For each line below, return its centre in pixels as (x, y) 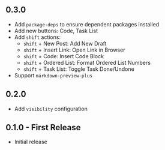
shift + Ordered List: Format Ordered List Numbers (87, 62)
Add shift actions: (37, 37)
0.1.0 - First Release (43, 127)
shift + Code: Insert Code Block (64, 56)
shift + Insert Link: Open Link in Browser (74, 50)
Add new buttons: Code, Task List (56, 31)
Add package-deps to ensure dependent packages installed (87, 24)
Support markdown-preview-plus (53, 75)
